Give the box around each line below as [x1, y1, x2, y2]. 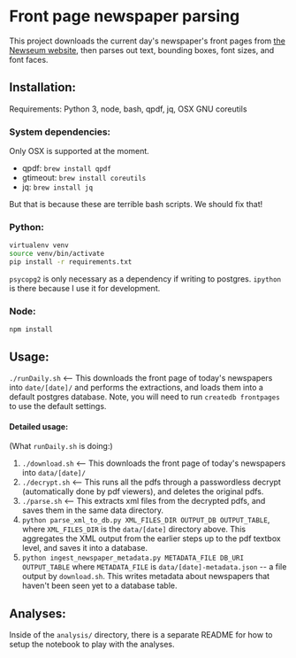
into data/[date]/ [21, 468, 87, 478]
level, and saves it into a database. [21, 543, 148, 553]
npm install [9, 325, 53, 334]
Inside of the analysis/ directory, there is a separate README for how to [9, 630, 273, 640]
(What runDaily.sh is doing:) [9, 441, 113, 452]
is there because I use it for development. [9, 283, 161, 293]
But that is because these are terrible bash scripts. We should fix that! [9, 199, 263, 210]
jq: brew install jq [21, 182, 94, 192]
